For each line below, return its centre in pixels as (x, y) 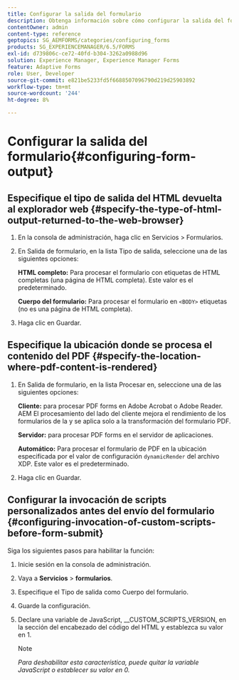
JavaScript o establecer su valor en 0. (74, 669)
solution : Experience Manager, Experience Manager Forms (94, 61)
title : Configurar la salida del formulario (74, 14)
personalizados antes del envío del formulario (111, 511)
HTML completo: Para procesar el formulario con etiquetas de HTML (119, 272)
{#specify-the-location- (147, 356)
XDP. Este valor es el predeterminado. (73, 464)
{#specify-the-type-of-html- (156, 209)
